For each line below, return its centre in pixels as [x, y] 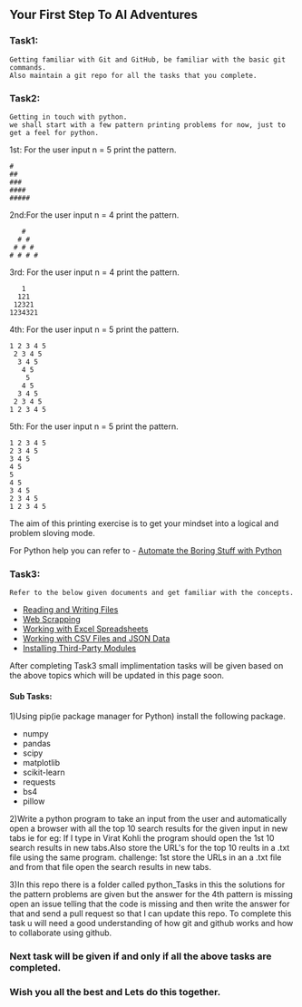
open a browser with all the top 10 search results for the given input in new [149, 828]
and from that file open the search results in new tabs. [110, 867]
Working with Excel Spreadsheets [85, 629]
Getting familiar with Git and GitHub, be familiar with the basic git [147, 59]
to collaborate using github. [61, 933]
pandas [37, 744]
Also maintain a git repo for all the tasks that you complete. [133, 75]
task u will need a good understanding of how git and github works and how [151, 924]
